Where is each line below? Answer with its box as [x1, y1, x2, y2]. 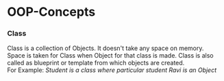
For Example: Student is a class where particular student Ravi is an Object [7, 66, 217, 74]
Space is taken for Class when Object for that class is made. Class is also [7, 51, 214, 60]
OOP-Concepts [7, 4, 96, 20]
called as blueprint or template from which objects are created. [7, 59, 185, 67]
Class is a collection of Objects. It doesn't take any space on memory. [7, 44, 204, 52]
